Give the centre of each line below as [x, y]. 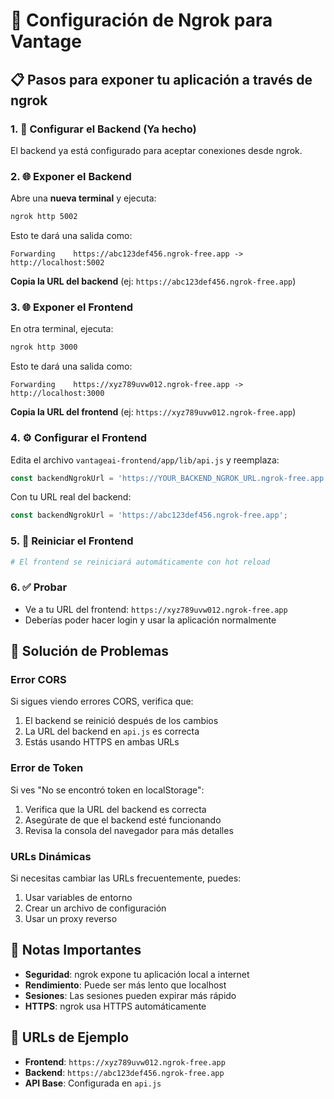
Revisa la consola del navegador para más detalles [129, 830]
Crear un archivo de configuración [95, 908]
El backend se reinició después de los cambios [121, 721]
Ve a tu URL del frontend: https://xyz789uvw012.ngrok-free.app [156, 609]
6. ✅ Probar [39, 587]
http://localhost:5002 [57, 263]
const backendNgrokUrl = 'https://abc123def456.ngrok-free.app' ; [149, 515]
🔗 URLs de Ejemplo [70, 1037]
